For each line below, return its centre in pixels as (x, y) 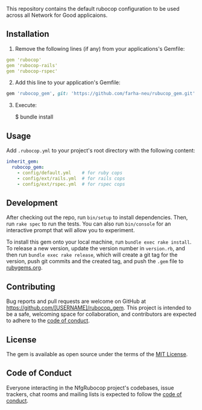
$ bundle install (34, 117)
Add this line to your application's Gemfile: (68, 83)
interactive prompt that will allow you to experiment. (71, 230)
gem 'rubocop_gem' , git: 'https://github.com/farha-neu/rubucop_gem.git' (101, 94)
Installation (28, 34)
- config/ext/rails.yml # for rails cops (71, 178)
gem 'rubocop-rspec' (32, 71)
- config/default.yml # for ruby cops (70, 173)
